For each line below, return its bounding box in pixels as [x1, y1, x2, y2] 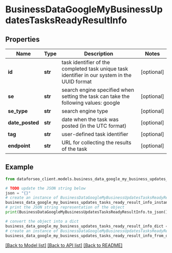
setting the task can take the [61, 93, 130, 100]
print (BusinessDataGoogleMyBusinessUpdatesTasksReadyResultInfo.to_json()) [5, 209, 170, 215]
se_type [8, 108, 28, 114]
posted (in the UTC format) [61, 122, 126, 129]
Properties [5, 35, 40, 44]
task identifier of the [61, 59, 110, 66]
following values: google [61, 99, 120, 106]
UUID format [61, 78, 92, 85]
